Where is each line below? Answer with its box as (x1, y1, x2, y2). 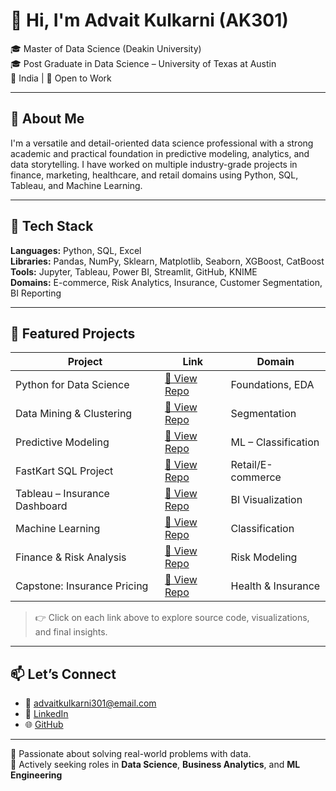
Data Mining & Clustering (15, 407, 133, 421)
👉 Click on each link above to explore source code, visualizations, (34, 612, 310, 624)
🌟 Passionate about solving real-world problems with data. (10, 748, 252, 760)
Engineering (10, 769, 63, 781)
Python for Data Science (15, 378, 130, 392)
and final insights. (34, 626, 108, 638)
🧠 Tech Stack (10, 218, 94, 235)
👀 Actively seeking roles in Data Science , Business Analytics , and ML (10, 759, 301, 771)
